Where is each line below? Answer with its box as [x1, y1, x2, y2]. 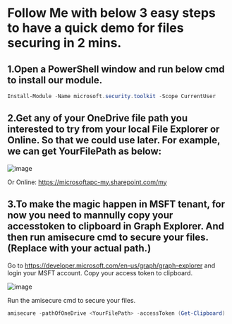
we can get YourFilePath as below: [7, 145, 162, 157]
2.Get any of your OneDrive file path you [7, 112, 188, 124]
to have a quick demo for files [7, 20, 184, 36]
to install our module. [7, 74, 103, 86]
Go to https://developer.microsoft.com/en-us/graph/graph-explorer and [7, 261, 216, 270]
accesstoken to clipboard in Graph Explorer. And [7, 220, 224, 232]
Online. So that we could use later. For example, [7, 134, 221, 146]
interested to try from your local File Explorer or [7, 124, 220, 136]
